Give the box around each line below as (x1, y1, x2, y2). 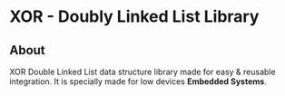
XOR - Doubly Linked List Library (9, 6, 260, 27)
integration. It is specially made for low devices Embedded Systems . (9, 76, 268, 87)
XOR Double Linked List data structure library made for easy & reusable (9, 66, 276, 77)
